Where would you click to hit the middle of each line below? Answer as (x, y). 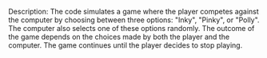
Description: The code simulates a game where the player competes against (134, 12)
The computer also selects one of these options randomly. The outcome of (132, 28)
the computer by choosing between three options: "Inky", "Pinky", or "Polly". (134, 20)
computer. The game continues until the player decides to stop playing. (126, 45)
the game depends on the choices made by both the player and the (119, 37)
